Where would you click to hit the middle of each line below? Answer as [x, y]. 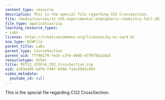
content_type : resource [29, 10]
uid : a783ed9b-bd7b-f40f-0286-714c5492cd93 [50, 69]
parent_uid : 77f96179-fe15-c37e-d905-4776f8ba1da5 [58, 55]
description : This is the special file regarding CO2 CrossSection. [77, 14]
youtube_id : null [27, 78]
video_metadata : [22, 74]
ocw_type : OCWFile [24, 42]
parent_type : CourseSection [34, 51]
